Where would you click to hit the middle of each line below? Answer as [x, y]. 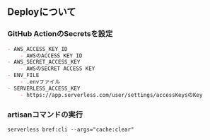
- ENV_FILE [23, 76]
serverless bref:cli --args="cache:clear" [71, 129]
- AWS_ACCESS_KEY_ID [38, 49]
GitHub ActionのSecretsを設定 [60, 34]
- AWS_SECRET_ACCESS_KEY [44, 62]
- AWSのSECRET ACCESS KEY [58, 69]
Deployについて [42, 12]
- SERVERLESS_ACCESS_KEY [44, 88]
